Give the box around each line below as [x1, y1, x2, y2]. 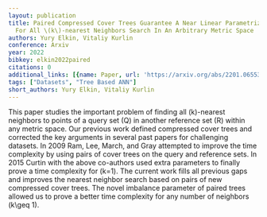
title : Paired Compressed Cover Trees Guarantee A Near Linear [8, 19, 222, 27]
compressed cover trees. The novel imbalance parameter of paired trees [8, 184, 246, 193]
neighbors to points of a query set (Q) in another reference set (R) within [8, 116, 246, 126]
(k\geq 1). [8, 200, 40, 210]
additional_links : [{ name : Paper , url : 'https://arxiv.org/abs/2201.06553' [8, 71, 265, 79]
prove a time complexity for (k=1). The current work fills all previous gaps [8, 166, 248, 176]
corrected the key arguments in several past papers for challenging [8, 133, 229, 142]
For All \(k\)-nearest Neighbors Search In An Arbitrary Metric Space [15, 26, 254, 34]
